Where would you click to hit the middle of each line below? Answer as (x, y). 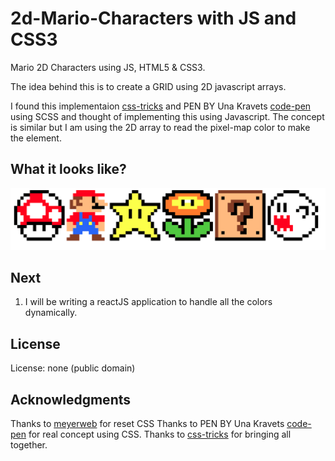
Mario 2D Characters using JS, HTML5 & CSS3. (108, 67)
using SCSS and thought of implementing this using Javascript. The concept (167, 116)
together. (29, 445)
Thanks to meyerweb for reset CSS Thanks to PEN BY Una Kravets (147, 424)
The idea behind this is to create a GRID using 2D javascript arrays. (148, 86)
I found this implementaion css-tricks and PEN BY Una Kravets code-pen (161, 106)
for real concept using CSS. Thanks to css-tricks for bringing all (160, 434)
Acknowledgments (71, 399)
